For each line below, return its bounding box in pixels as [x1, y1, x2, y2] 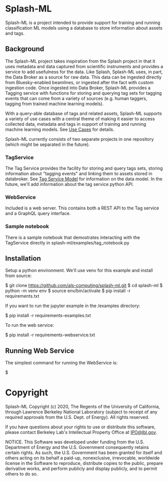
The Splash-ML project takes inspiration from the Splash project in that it [5, 58, 155, 64]
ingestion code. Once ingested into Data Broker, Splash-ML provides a [5, 85, 151, 91]
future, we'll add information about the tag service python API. [5, 181, 134, 187]
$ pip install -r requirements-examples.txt [5, 313, 91, 319]
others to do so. [5, 471, 38, 477]
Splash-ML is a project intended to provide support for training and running [5, 20, 160, 26]
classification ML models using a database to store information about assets [5, 25, 163, 31]
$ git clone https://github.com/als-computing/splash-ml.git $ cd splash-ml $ [5, 283, 163, 289]
